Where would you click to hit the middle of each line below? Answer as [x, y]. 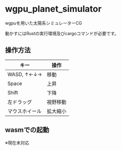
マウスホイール [25, 111]
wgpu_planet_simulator [53, 9]
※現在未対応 [17, 143]
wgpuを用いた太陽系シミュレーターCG [44, 23]
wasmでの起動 [27, 130]
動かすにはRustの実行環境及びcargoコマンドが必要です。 [62, 33]
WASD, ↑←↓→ [25, 74]
